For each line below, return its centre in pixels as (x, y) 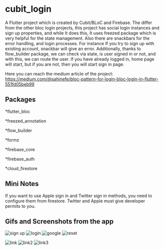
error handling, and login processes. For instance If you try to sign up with (80, 43)
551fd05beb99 (20, 84)
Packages (20, 100)
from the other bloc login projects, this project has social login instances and (82, 27)
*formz (12, 140)
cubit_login (28, 9)
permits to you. (20, 206)
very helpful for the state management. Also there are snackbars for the (77, 38)
